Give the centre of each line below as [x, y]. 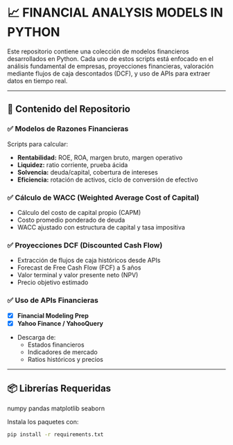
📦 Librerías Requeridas [59, 389]
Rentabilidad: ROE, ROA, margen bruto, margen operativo [100, 157]
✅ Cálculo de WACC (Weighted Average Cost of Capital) [103, 198]
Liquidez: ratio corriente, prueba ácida [72, 165]
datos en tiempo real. [37, 80]
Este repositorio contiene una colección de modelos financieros [98, 51]
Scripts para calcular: [37, 144]
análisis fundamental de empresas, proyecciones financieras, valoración [110, 66]
